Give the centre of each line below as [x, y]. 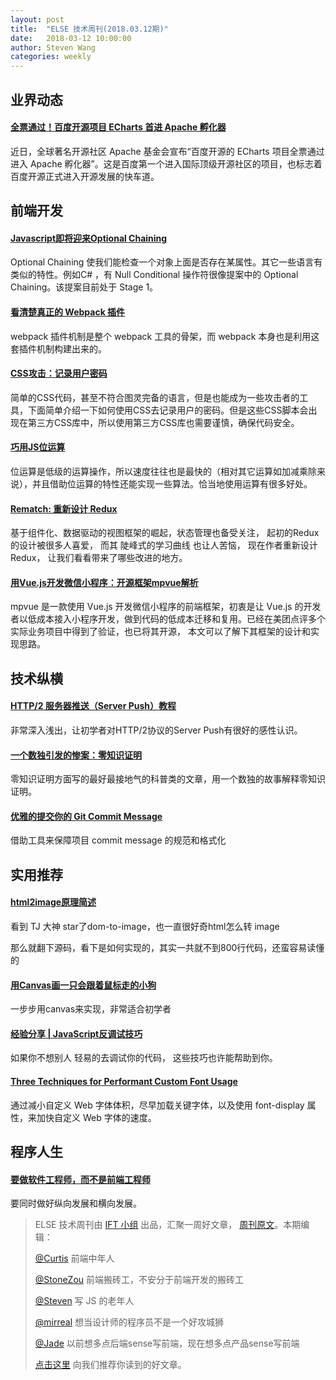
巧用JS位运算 [38, 447]
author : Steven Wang [53, 47]
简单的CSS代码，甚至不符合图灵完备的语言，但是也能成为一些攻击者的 [155, 397]
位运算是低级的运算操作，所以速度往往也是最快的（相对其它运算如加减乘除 [163, 471]
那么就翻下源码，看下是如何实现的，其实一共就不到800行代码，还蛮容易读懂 [167, 947]
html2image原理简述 [53, 902]
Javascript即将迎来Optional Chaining [89, 238]
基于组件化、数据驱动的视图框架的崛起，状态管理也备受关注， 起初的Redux [165, 533]
